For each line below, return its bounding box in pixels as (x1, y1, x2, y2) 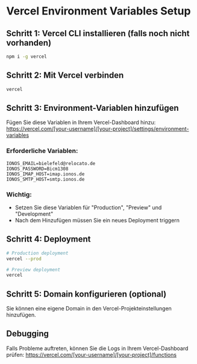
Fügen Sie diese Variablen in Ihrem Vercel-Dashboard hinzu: (6, 119, 156, 126)
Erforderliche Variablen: (6, 146, 78, 155)
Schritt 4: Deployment (6, 234, 92, 245)
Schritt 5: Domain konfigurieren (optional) (6, 289, 167, 299)
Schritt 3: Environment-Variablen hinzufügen (6, 102, 179, 113)
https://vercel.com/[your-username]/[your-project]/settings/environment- (6, 125, 189, 133)
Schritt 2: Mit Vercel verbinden (6, 71, 124, 81)
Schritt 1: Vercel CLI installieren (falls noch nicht (6, 28, 190, 39)
